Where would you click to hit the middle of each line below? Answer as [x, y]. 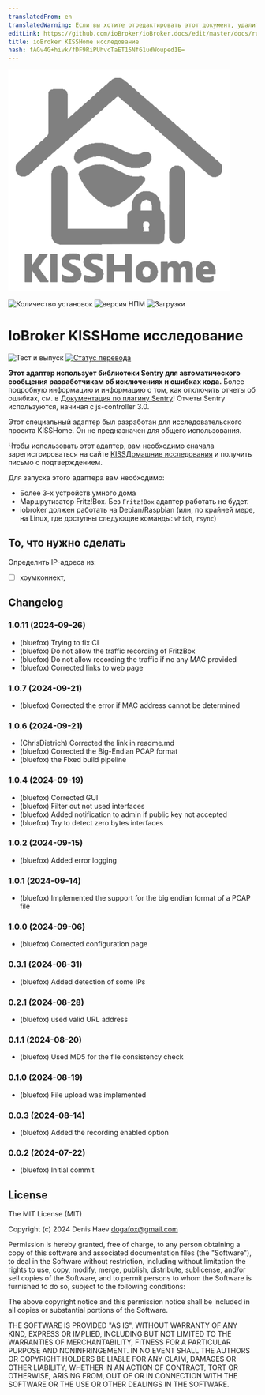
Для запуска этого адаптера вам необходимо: [86, 478]
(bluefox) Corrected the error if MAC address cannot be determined [130, 705]
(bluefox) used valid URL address [74, 1019]
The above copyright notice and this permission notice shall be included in [129, 1302]
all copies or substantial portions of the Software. [88, 1310]
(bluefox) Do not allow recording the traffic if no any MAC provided [128, 659]
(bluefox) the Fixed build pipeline [73, 760]
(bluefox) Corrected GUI [59, 797]
